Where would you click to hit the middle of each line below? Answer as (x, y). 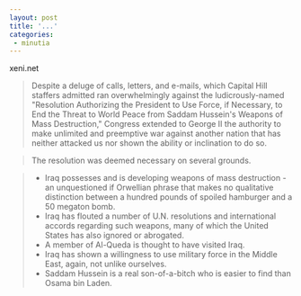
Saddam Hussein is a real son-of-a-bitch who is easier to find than (168, 274)
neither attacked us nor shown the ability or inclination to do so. (149, 143)
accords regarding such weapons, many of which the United (157, 226)
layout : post (34, 18)
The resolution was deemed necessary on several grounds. (141, 161)
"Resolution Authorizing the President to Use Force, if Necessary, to (157, 105)
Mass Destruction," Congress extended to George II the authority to (156, 124)
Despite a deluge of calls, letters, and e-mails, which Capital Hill (149, 85)
